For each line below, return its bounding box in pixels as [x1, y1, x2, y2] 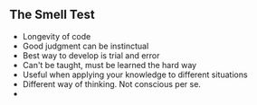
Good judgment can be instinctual [22, 40, 149, 51]
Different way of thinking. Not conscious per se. [22, 78, 202, 89]
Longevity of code [22, 31, 91, 41]
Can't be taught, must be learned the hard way [22, 59, 197, 70]
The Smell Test [9, 7, 95, 22]
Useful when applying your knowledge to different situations [22, 69, 248, 80]
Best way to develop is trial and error [22, 49, 160, 61]
